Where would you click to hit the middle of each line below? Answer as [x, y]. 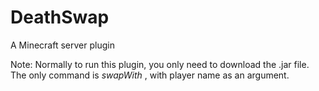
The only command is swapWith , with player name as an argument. [150, 75]
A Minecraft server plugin [62, 45]
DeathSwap [60, 17]
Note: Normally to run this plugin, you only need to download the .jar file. [160, 64]
